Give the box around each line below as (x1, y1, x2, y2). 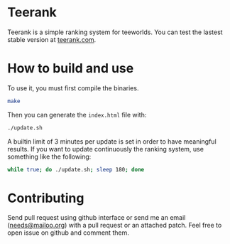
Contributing (7, 190, 84, 206)
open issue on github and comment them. (7, 228, 129, 237)
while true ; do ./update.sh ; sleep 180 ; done (7, 166, 144, 173)
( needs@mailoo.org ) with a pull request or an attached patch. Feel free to (7, 221, 222, 230)
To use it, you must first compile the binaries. (7, 83, 139, 92)
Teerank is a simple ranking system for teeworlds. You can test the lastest (7, 28, 223, 36)
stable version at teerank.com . (7, 35, 97, 43)
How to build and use (7, 60, 134, 77)
